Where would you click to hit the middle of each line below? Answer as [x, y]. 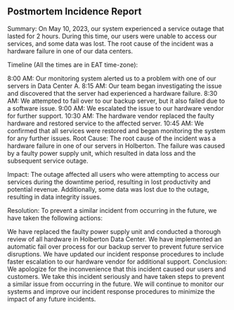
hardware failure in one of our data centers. [70, 51]
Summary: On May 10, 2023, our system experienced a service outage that [116, 28]
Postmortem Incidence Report [74, 12]
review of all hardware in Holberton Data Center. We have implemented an [115, 239]
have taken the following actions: [55, 218]
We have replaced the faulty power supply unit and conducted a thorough [114, 231]
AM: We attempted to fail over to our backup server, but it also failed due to [116, 101]
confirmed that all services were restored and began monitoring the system [117, 130]
